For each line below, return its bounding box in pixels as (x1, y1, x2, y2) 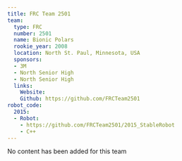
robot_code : (7, 102, 42, 109)
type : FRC (13, 23, 42, 30)
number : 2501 (13, 30, 52, 37)
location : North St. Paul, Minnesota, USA (13, 50, 140, 57)
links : (13, 82, 33, 89)
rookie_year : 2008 (13, 43, 68, 50)
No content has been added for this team (7, 147, 127, 155)
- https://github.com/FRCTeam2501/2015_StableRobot (20, 121, 175, 129)
